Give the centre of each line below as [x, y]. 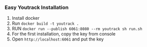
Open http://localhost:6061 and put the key [58, 39]
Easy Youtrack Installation [37, 7]
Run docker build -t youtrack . [45, 23]
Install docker [26, 18]
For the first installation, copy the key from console [64, 34]
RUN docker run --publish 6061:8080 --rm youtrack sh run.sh [77, 29]
